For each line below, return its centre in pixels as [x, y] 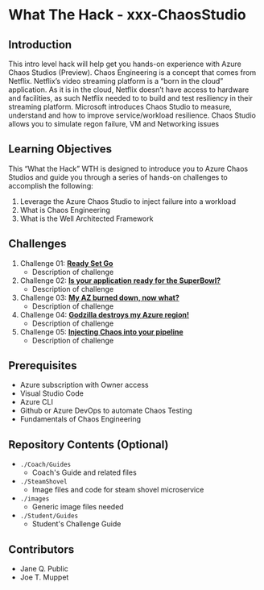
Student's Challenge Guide [76, 524]
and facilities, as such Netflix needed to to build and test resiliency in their [131, 98]
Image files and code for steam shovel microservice [118, 490]
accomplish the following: [51, 185]
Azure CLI [37, 402]
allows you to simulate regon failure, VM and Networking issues [114, 124]
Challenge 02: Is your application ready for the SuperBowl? [120, 280]
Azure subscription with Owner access [84, 385]
